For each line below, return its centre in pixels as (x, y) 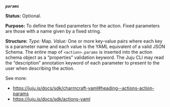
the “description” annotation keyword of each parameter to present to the (82, 63)
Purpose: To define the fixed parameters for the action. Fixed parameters (82, 26)
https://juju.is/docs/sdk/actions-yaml (52, 99)
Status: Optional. (23, 16)
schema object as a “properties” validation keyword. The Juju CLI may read (85, 57)
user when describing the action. (40, 68)
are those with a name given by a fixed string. (53, 31)
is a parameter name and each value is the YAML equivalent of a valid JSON (85, 47)
